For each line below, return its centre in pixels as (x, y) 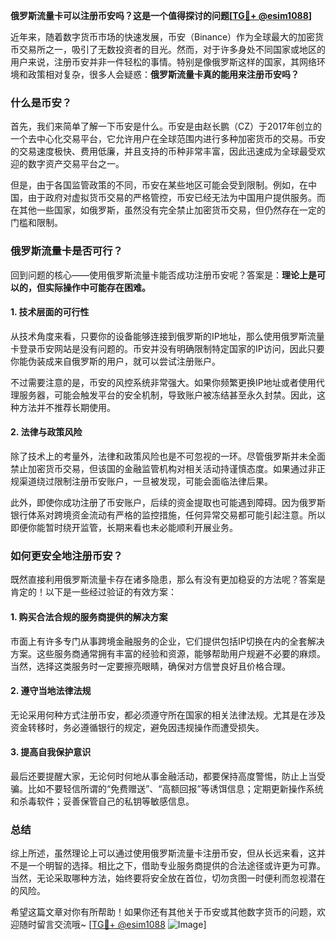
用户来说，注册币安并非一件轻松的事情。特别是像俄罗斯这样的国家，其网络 (163, 62)
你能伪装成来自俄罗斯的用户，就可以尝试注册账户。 (115, 361)
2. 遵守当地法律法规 (51, 691)
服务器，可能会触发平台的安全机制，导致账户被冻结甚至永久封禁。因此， (167, 395)
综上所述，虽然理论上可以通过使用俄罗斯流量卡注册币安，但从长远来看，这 (163, 853)
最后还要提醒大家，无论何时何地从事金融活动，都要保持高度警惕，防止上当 (163, 776)
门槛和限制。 (36, 223)
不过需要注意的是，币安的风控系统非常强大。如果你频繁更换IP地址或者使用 (163, 382)
